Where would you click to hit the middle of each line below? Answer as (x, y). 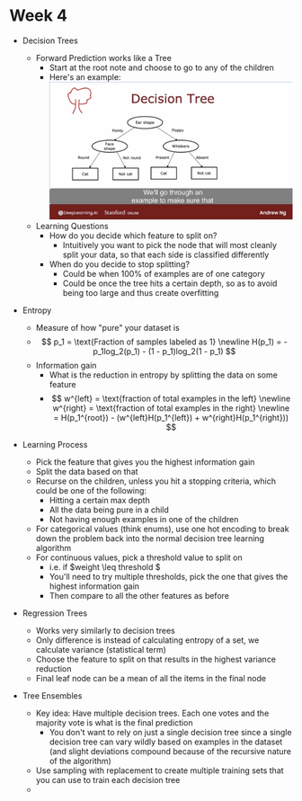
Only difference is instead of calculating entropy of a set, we (147, 640)
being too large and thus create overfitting (141, 293)
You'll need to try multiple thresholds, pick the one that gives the (169, 577)
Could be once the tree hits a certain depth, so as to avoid (170, 283)
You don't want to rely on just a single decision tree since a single (170, 733)
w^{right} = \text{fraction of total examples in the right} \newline (171, 408)
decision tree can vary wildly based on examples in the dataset (166, 742)
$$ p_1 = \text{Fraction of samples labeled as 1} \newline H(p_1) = (161, 342)
